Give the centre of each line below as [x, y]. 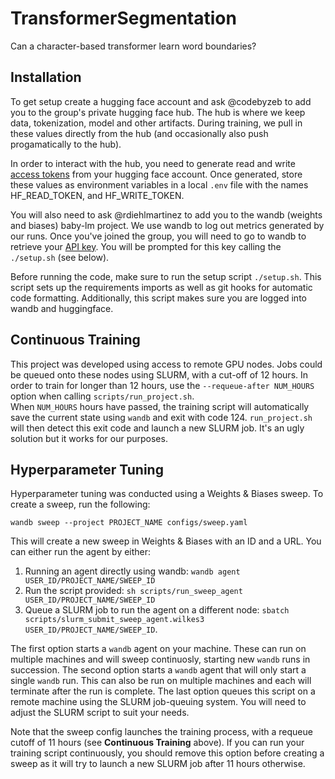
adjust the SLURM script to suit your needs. [100, 713]
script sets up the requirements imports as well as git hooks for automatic [161, 287]
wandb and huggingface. [62, 308]
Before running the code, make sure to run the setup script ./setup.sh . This [166, 276]
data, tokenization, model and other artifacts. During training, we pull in [156, 123]
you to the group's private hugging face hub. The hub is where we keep [158, 112]
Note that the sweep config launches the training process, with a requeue [161, 732]
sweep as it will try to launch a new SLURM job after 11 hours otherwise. [158, 764]
